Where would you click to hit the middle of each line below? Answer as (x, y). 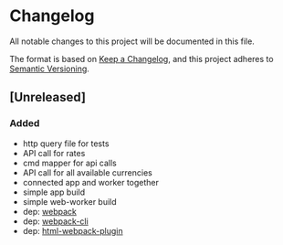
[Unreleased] (48, 97)
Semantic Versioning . (49, 69)
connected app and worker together (91, 182)
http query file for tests (66, 144)
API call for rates (54, 153)
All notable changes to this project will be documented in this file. (132, 41)
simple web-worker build (69, 201)
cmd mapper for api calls (69, 163)
